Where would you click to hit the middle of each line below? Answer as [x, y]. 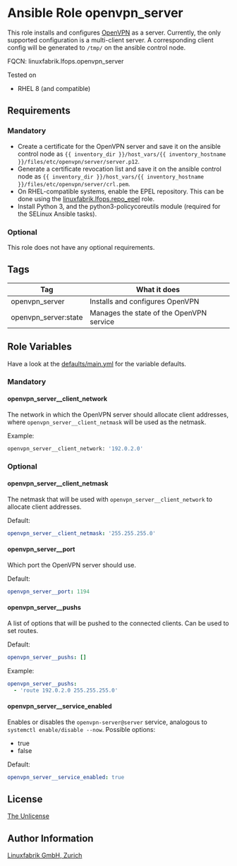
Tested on [22, 75]
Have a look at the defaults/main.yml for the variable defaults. [97, 363]
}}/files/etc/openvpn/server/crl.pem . [74, 184]
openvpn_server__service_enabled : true [66, 777]
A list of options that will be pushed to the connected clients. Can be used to [118, 623]
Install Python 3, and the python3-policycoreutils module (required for [119, 206]
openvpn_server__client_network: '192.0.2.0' [75, 449]
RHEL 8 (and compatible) [54, 88]
